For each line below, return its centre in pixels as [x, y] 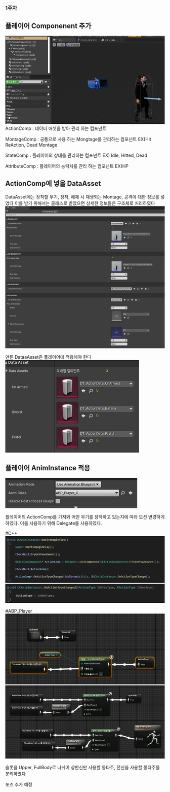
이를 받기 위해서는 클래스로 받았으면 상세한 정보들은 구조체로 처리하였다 [85, 203]
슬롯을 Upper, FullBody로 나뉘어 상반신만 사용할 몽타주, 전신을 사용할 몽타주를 [83, 767]
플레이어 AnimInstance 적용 [48, 468]
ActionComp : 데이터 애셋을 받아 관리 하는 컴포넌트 [56, 128]
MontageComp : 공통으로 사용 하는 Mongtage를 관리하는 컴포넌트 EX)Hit [78, 139]
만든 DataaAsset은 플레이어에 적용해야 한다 [48, 357]
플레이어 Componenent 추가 [48, 26]
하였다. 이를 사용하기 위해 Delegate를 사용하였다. [54, 523]
